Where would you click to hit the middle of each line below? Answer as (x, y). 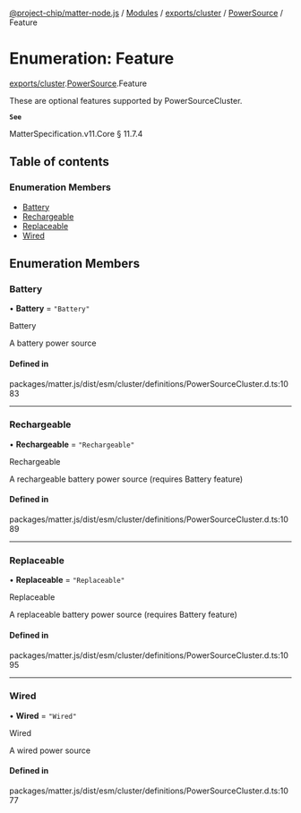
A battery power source (53, 343)
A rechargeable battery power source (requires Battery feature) (126, 479)
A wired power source (50, 750)
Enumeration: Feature (92, 59)
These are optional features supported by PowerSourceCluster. (126, 100)
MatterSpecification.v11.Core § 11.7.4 (76, 133)
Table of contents (59, 162)
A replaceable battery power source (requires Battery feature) (123, 615)
